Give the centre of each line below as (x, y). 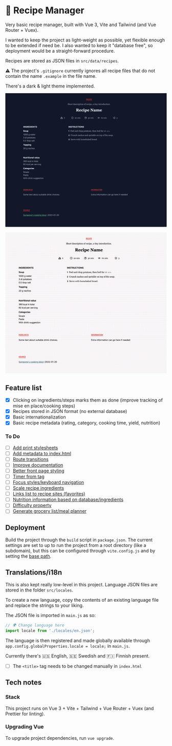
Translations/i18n (34, 572)
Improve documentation (38, 465)
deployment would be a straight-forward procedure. (60, 51)
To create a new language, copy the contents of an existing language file (82, 600)
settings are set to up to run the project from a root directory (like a (76, 545)
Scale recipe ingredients (38, 488)
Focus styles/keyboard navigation (48, 482)
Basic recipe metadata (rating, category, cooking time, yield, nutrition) (86, 423)
